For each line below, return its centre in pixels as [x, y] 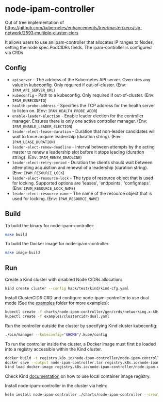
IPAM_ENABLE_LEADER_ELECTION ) [42, 126]
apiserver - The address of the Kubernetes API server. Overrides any [81, 79]
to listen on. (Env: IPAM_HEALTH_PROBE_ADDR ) [55, 110]
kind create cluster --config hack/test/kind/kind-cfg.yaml [67, 289]
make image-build [23, 253]
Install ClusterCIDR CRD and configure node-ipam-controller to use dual [77, 298]
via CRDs [14, 53]
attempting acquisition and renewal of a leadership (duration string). [80, 167]
